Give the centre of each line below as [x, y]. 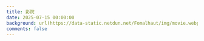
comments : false [27, 29]
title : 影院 [20, 12]
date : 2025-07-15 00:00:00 [40, 17]
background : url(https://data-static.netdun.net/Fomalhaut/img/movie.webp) [104, 23]
